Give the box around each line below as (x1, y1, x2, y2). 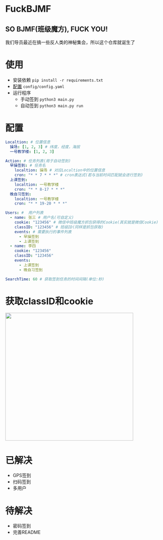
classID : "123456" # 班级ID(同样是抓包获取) (14, 224, 104, 230)
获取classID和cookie (5, 295, 94, 307)
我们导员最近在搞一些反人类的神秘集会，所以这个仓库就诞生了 (5, 39, 135, 45)
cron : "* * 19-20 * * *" (14, 201, 67, 206)
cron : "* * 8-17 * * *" (14, 187, 65, 192)
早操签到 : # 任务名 (10, 163, 46, 168)
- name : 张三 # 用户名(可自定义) (10, 215, 74, 220)
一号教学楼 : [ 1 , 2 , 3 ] (10, 149, 55, 154)
